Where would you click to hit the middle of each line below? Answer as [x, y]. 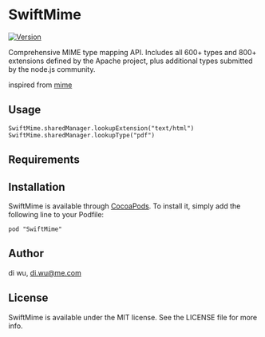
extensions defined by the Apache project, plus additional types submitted [131, 61]
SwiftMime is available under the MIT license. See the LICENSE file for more [133, 317]
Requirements [44, 160]
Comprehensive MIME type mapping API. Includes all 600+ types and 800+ [132, 52]
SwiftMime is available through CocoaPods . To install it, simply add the [125, 206]
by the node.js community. [52, 69]
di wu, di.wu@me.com [45, 272]
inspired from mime [40, 85]
